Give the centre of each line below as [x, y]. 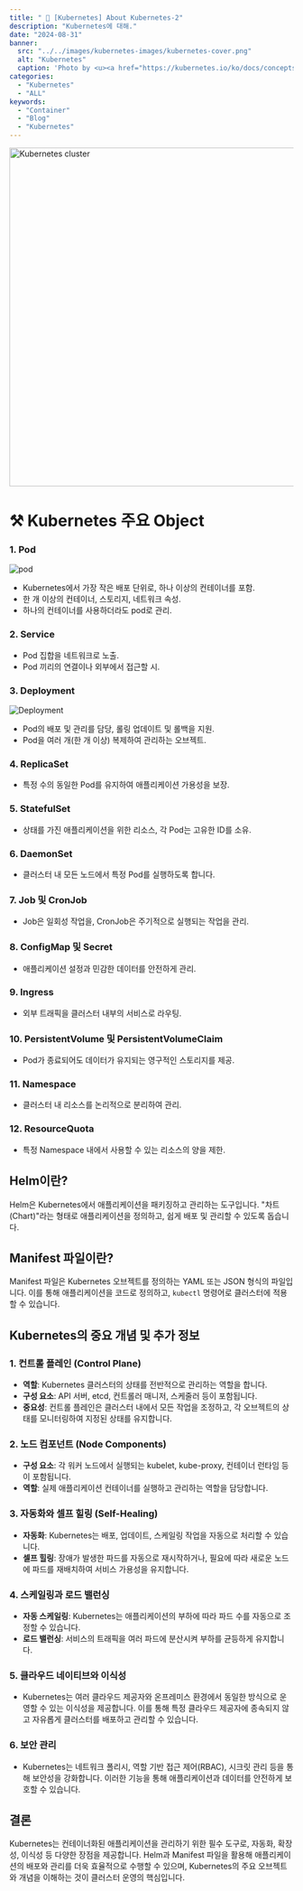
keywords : [28, 102]
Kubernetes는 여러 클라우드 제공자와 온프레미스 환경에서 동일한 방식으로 [150, 1697]
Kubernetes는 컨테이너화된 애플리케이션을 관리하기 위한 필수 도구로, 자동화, [143, 1844]
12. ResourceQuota [52, 1129]
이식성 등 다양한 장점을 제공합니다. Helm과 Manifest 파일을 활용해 [137, 1855]
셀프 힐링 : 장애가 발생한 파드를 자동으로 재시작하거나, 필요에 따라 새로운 [147, 1558]
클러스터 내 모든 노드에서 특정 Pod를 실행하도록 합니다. [119, 874]
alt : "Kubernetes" [52, 60]
